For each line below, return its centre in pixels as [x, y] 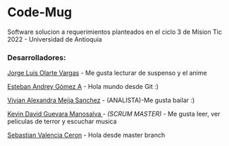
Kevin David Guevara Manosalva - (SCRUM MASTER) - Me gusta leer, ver [114, 114]
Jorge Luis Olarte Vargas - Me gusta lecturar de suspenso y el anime [107, 73]
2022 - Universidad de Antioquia [55, 39]
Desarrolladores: [37, 57]
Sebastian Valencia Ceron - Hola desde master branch [86, 135]
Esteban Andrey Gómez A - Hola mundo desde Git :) [83, 87]
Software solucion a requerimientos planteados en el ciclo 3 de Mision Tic [114, 32]
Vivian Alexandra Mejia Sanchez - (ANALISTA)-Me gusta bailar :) [101, 100]
